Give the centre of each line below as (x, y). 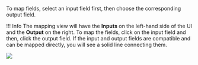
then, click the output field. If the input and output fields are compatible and (98, 38)
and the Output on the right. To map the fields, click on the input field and (96, 32)
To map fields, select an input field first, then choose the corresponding (94, 8)
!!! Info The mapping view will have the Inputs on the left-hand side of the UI (99, 26)
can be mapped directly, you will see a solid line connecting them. (87, 45)
